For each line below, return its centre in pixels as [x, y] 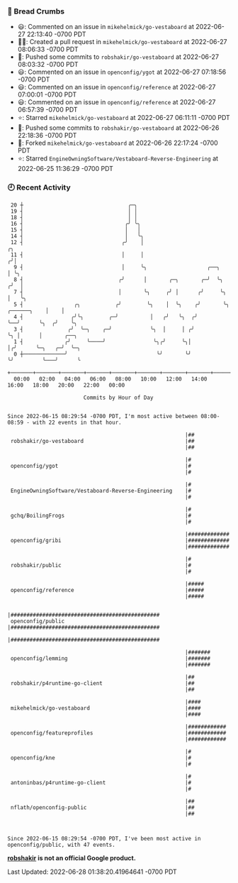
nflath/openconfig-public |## [102, 807]
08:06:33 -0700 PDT [48, 50]
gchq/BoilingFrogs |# [101, 515]
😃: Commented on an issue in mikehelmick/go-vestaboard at [106, 27]
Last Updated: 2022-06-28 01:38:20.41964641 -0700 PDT [92, 872]
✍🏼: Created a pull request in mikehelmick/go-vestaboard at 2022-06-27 [122, 42]
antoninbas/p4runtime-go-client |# [101, 783]
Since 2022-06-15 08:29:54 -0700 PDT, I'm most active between [103, 416]
